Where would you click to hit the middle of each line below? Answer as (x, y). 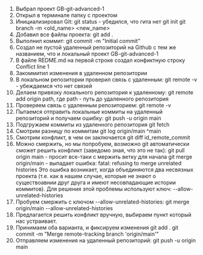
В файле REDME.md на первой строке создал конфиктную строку (100, 60)
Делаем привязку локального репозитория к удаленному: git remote (105, 92)
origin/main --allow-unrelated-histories (64, 208)
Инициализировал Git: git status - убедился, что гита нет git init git (101, 22)
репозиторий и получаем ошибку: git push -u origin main (89, 118)
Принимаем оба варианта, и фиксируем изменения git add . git (97, 227)
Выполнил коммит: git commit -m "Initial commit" (78, 41)
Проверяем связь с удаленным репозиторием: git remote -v (93, 105)
